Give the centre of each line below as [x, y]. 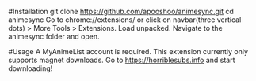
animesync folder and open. [54, 36]
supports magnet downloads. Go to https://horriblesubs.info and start [122, 60]
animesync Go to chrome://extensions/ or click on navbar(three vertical [125, 20]
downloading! [31, 68]
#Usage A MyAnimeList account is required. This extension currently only [128, 52]
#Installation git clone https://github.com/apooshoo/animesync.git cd [121, 11]
